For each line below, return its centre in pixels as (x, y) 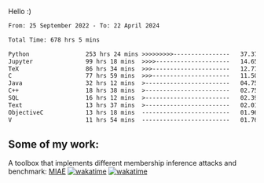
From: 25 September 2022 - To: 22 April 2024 (84, 26)
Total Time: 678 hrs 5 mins (54, 40)
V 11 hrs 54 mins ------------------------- (119, 120)
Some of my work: (54, 144)
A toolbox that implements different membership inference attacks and (123, 163)
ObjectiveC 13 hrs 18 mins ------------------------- (119, 112)
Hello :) (20, 11)
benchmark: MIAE (37, 171)
